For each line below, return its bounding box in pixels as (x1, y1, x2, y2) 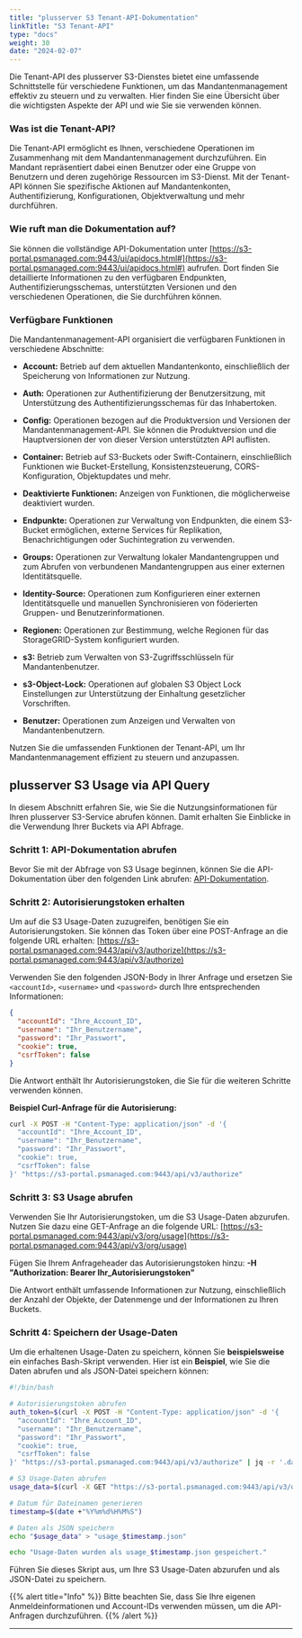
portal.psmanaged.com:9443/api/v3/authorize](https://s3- (9, 945, 226, 956)
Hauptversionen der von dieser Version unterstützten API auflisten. (22, 434, 271, 445)
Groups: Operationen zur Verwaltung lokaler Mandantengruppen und (22, 552, 280, 562)
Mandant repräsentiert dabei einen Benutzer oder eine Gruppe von (9, 162, 256, 173)
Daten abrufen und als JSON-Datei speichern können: (9, 1365, 209, 1377)
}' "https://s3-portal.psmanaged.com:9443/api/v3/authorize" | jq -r (9, 1458, 276, 1467)
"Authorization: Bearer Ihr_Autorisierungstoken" (9, 1266, 195, 1278)
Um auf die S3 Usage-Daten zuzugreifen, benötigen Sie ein (9, 916, 229, 927)
